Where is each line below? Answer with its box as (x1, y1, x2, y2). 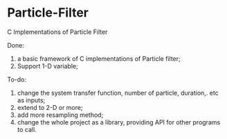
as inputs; (17, 95, 46, 104)
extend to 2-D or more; (17, 103, 83, 111)
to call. (17, 125, 37, 133)
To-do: (7, 75, 26, 84)
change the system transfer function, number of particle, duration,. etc (17, 89, 219, 97)
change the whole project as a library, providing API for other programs (17, 118, 221, 126)
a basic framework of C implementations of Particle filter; (17, 54, 181, 63)
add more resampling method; (17, 111, 104, 119)
